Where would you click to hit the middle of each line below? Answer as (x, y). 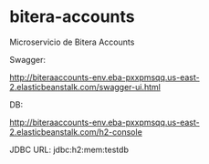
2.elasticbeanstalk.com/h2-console (76, 132)
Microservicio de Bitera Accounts (72, 42)
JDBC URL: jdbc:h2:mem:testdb (69, 149)
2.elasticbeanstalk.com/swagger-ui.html (85, 87)
